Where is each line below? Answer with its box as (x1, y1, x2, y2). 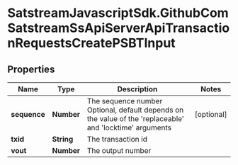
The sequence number (86, 96, 163, 106)
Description (117, 84, 158, 93)
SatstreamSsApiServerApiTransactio (7, 20, 230, 36)
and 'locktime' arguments (86, 123, 172, 132)
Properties (7, 63, 55, 75)
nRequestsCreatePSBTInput (7, 35, 176, 51)
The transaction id (86, 135, 147, 144)
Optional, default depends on (86, 105, 184, 115)
